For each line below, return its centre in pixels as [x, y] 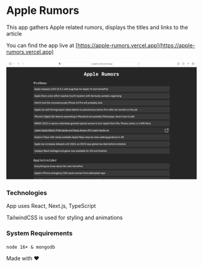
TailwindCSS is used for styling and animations [64, 217]
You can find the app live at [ [42, 45]
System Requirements [40, 233]
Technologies [27, 193]
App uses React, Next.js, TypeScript [51, 206]
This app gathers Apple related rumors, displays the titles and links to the [97, 27]
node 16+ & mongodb [31, 247]
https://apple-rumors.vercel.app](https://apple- [136, 45]
